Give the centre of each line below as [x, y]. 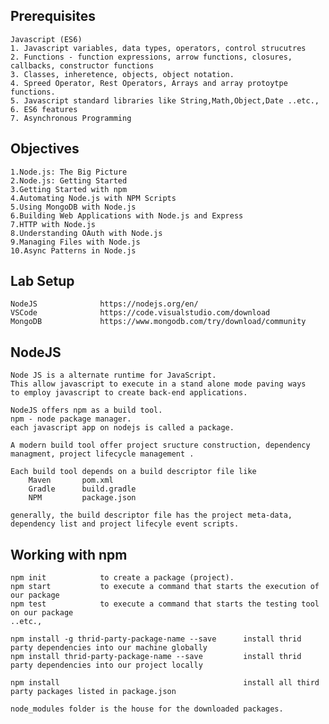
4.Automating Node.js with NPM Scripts [93, 198]
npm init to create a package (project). [122, 578]
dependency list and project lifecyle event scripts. [125, 524]
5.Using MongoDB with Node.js [73, 207]
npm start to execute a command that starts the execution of [165, 587]
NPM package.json [82, 498]
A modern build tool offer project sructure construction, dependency [160, 445]
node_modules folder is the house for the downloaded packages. [147, 709]
